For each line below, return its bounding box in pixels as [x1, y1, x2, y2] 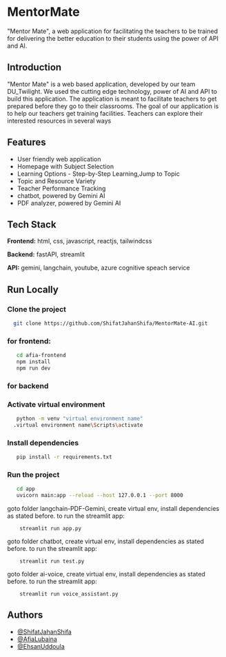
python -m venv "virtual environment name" [16, 415, 143, 423]
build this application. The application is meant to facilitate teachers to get [7, 94, 217, 103]
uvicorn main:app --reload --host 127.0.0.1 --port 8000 [16, 492, 184, 499]
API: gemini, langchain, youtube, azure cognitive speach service [7, 263, 190, 272]
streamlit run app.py [19, 525, 81, 532]
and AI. [7, 41, 28, 50]
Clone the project [7, 304, 67, 314]
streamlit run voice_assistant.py [19, 591, 119, 598]
